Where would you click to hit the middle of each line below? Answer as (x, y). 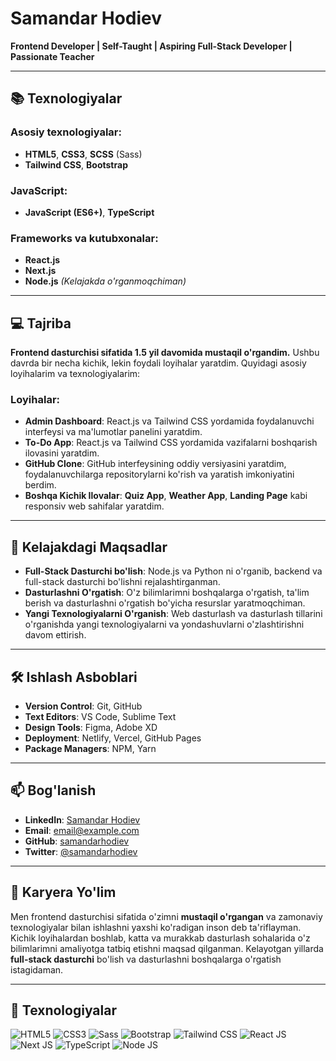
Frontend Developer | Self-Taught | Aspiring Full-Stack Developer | (151, 46)
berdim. (40, 485)
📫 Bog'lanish (53, 790)
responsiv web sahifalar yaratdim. (94, 506)
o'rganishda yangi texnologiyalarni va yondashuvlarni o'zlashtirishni (164, 624)
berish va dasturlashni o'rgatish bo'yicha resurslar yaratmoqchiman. (165, 603)
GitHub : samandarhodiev (77, 841)
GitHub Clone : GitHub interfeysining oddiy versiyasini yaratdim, (155, 464)
